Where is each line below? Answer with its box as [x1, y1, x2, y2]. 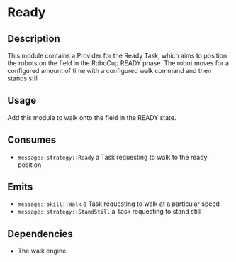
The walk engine [17, 246, 67, 256]
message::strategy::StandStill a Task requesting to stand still [17, 207, 201, 216]
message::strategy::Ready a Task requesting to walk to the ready [17, 153, 208, 161]
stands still [7, 74, 39, 82]
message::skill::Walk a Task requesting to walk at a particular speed [17, 200, 220, 208]
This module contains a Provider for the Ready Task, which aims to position [7, 51, 227, 60]
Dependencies [7, 228, 73, 240]
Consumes [7, 134, 57, 146]
